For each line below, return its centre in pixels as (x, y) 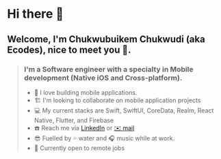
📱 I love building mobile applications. (86, 92)
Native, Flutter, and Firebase (74, 120)
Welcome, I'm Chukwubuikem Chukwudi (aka (106, 39)
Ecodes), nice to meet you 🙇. (69, 49)
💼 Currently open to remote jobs (79, 148)
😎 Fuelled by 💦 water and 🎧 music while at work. (104, 138)
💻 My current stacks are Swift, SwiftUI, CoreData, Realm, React (124, 110)
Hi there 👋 (35, 14)
